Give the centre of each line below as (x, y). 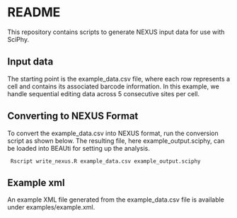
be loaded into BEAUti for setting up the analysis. (79, 148)
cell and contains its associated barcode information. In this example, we (113, 86)
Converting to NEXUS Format (73, 116)
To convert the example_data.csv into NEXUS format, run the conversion (113, 133)
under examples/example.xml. (51, 207)
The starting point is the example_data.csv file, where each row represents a (119, 79)
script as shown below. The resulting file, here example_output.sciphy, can (116, 140)
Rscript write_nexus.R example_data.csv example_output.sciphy (105, 161)
